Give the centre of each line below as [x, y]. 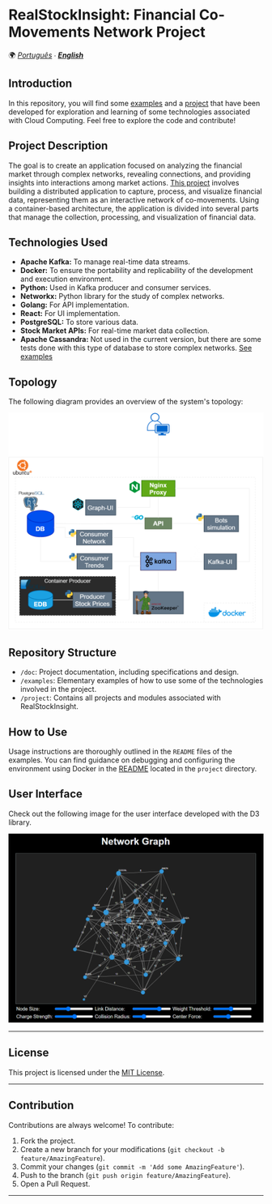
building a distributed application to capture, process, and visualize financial [135, 191]
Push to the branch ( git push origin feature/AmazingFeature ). [125, 1175]
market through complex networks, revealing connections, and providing [130, 174]
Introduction [40, 84]
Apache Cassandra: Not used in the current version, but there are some [140, 339]
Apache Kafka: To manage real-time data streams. [105, 262]
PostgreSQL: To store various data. [79, 322]
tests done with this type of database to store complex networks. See [136, 348]
